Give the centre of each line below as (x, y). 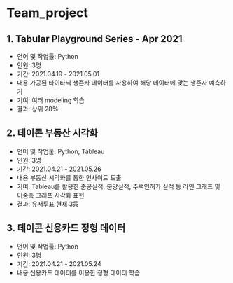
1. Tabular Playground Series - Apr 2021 (94, 39)
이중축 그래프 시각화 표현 (50, 195)
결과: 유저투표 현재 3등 (48, 204)
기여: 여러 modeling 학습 (50, 100)
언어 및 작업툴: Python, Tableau (61, 151)
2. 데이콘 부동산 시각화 (52, 133)
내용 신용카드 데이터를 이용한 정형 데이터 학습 (78, 272)
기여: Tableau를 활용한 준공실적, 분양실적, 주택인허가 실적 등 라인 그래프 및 (119, 186)
